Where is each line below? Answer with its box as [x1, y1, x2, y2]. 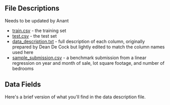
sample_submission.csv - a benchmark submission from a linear [12, 55, 147, 61]
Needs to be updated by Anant [5, 17, 69, 23]
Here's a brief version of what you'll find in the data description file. [5, 94, 146, 100]
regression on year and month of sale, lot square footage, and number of [12, 60, 165, 66]
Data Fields [5, 80, 41, 89]
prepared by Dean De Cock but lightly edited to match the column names [12, 43, 165, 50]
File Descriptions [5, 4, 59, 13]
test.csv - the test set [12, 33, 57, 39]
